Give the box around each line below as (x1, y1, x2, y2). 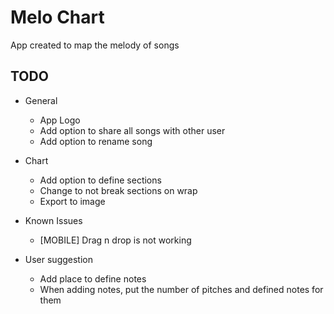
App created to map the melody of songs (10, 39, 180, 51)
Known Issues (24, 214, 83, 226)
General (24, 94, 58, 106)
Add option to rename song (39, 135, 153, 147)
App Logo (39, 114, 81, 126)
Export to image (39, 195, 106, 207)
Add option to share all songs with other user (39, 124, 226, 136)
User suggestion (24, 253, 94, 265)
